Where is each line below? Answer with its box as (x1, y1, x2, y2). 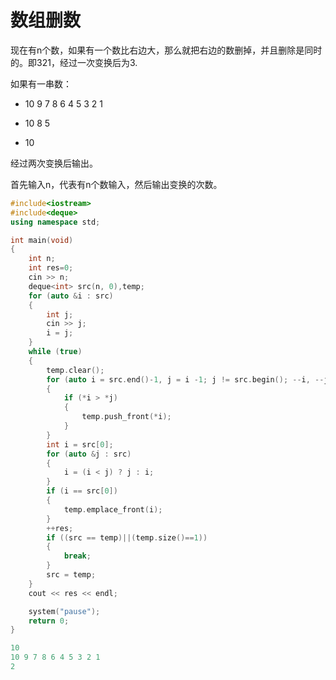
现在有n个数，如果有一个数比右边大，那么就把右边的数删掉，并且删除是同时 (10, 44, 323, 56)
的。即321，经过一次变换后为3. (10, 56, 138, 68)
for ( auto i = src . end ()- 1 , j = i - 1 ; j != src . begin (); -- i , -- (46, 374, 325, 385)
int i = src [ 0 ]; (46, 439, 114, 450)
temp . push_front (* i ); (81, 412, 172, 422)
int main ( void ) (10, 235, 74, 245)
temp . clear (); (46, 365, 105, 375)
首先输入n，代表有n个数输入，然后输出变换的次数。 (10, 178, 223, 190)
